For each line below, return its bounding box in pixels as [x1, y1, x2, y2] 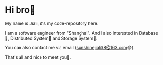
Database [139, 30, 158, 36]
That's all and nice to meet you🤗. [5, 54, 71, 60]
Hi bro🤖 [5, 4, 36, 16]
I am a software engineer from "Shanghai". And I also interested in [5, 30, 138, 36]
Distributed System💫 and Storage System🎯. [10, 35, 98, 41]
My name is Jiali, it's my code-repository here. [5, 21, 99, 26]
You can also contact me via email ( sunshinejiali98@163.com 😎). [5, 44, 135, 50]
